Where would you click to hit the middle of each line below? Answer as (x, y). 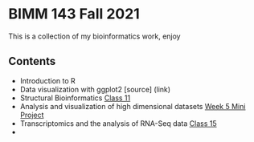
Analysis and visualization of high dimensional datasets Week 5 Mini (133, 106)
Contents (32, 61)
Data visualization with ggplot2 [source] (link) (95, 89)
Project (32, 115)
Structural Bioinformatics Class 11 (75, 98)
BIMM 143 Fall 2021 (74, 14)
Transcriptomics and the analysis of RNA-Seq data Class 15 (118, 123)
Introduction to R (48, 80)
